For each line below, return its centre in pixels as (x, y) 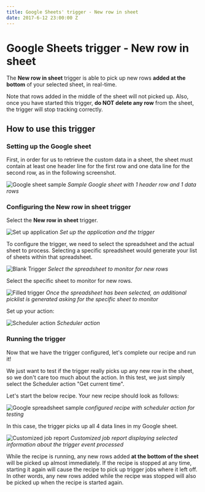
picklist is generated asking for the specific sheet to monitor (82, 299)
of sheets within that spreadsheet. (50, 257)
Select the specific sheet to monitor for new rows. (69, 281)
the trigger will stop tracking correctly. (55, 110)
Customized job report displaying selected (124, 438)
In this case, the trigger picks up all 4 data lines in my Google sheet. (92, 426)
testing (15, 414)
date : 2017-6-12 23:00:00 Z (42, 18)
